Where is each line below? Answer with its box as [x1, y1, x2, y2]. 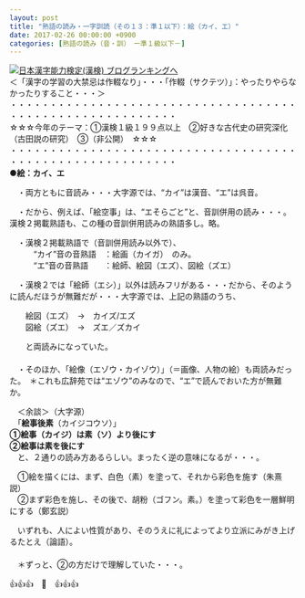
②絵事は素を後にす [9, 440, 85, 452]
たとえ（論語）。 [16, 536, 77, 548]
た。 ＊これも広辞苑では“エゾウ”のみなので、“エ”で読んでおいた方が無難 [9, 375, 282, 386]
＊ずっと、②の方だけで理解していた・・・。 [16, 559, 188, 571]
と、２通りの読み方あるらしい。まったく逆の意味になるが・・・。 [16, 452, 264, 463]
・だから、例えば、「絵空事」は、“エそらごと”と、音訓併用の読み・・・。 [16, 206, 291, 217]
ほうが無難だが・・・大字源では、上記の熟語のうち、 [40, 291, 241, 302]
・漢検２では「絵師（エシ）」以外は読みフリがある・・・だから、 [16, 279, 261, 290]
